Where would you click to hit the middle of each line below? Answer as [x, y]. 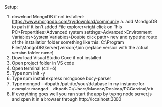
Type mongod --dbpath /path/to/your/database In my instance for [78, 84]
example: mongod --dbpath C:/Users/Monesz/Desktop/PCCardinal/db [82, 89]
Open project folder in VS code [43, 63]
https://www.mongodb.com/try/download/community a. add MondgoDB [84, 22]
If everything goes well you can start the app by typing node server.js [82, 94]
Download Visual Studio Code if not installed [57, 58]
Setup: [11, 7]
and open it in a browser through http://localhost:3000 [67, 99]
